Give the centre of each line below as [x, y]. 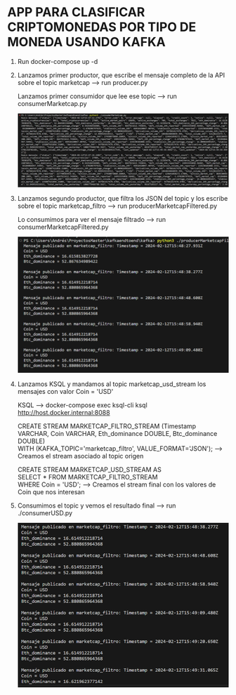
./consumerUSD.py [45, 512]
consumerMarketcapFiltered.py [63, 227]
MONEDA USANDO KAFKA [87, 42]
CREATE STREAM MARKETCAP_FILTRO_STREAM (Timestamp [107, 426]
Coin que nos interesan [51, 491]
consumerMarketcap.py [52, 103]
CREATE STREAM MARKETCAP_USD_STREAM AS [89, 469]
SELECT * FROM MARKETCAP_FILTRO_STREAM [87, 477]
